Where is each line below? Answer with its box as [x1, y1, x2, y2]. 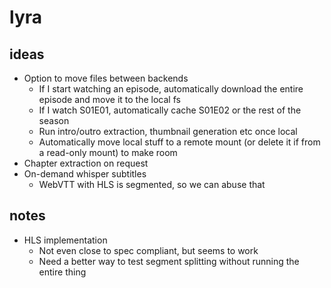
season [38, 115, 70, 126]
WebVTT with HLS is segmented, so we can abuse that [38, 179, 266, 190]
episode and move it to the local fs [38, 94, 181, 105]
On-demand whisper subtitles [23, 168, 147, 180]
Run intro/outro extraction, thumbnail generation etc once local [38, 126, 298, 137]
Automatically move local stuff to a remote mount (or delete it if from [38, 136, 321, 148]
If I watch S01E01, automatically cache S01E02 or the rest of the [38, 104, 302, 116]
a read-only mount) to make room [38, 147, 178, 158]
